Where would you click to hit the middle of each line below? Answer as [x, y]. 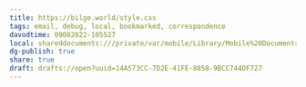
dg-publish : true [42, 52]
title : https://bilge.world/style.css [83, 18]
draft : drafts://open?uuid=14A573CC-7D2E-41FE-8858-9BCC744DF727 [136, 69]
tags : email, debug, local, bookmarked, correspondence [117, 26]
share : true [32, 60]
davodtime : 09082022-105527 [63, 34]
